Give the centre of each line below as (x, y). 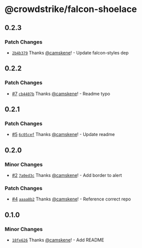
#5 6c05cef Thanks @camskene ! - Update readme (63, 134)
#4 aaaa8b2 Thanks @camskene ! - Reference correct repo (71, 199)
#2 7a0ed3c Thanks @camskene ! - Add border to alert (67, 175)
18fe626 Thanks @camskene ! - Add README (58, 240)
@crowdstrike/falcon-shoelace (71, 9)
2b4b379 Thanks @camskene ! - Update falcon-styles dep (70, 52)
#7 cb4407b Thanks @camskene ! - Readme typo (61, 93)
